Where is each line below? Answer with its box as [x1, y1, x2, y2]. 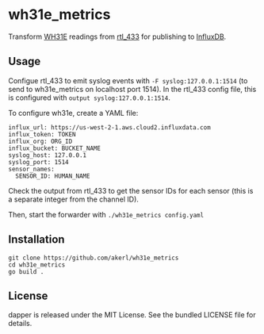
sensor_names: [8, 165, 55, 173]
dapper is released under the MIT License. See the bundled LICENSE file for [8, 310, 256, 320]
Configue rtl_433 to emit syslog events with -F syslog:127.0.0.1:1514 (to [8, 75, 248, 85]
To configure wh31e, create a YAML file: [8, 108, 139, 117]
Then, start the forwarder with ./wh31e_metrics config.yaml [8, 209, 205, 219]
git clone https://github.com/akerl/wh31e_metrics [8, 254, 179, 262]
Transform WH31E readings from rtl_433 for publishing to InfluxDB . [8, 32, 227, 41]
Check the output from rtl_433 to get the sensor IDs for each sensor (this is [8, 186, 254, 195]
